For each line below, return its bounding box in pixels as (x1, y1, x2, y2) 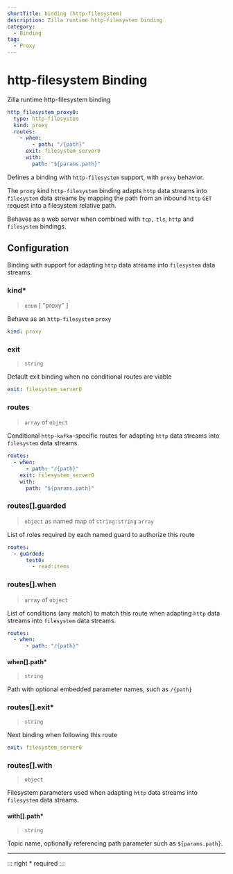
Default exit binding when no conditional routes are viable (7, 372, 172, 381)
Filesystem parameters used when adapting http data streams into (7, 788, 198, 796)
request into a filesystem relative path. (7, 201, 116, 209)
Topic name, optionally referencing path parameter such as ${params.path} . (7, 839, 223, 848)
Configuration (7, 242, 69, 254)
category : (7, 23, 36, 30)
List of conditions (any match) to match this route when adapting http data (7, 609, 221, 617)
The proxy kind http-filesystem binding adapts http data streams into (7, 186, 207, 195)
